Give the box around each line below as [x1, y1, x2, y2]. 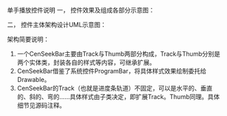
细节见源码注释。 [16, 102, 66, 109]
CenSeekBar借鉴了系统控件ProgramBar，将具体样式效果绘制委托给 [16, 67, 207, 75]
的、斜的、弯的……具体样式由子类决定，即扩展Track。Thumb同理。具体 [16, 93, 220, 101]
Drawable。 [16, 76, 51, 84]
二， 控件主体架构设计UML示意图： [7, 21, 106, 29]
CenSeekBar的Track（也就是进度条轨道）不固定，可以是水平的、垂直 [16, 84, 213, 92]
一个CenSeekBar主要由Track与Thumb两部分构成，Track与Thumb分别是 [16, 50, 221, 58]
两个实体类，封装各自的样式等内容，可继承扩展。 [16, 58, 156, 67]
